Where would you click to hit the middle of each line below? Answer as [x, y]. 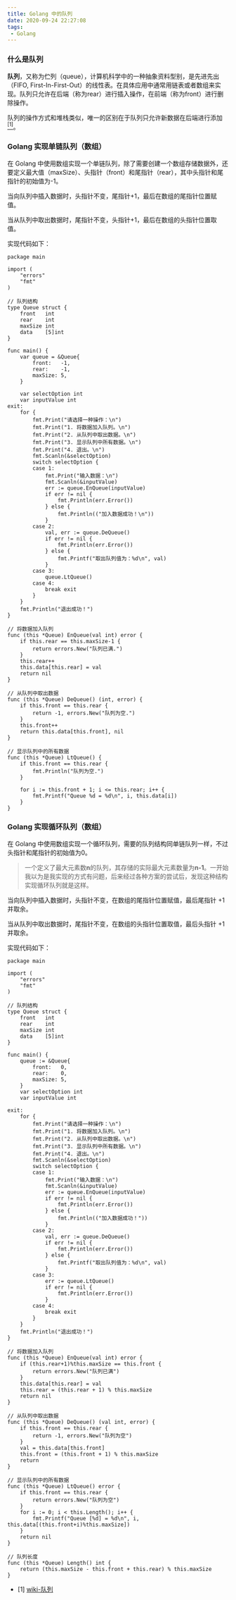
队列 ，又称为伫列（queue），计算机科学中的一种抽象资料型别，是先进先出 [113, 76]
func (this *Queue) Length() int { [59, 1563]
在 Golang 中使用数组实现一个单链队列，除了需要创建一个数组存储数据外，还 [118, 163]
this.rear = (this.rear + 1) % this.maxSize [86, 1390]
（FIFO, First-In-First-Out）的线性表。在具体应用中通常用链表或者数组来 [111, 85]
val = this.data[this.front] [63, 1448]
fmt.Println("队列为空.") [68, 771]
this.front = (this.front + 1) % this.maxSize [89, 1454]
